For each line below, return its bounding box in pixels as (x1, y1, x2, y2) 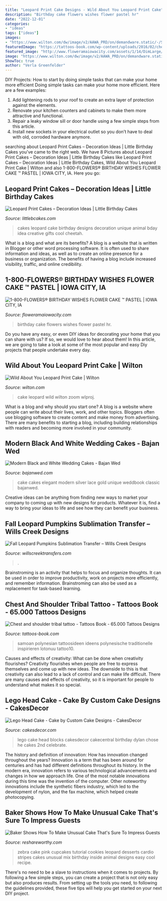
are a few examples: (5, 87, 47, 93)
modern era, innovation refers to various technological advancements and (5, 767, 157, 773)
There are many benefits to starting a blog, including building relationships (5, 420, 158, 426)
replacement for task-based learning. (5, 586, 82, 592)
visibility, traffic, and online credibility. (5, 261, 83, 267)
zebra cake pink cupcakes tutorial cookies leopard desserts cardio (17, 849, 154, 855)
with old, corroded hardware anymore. (12, 134, 91, 140)
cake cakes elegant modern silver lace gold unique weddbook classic (17, 479, 160, 485)
